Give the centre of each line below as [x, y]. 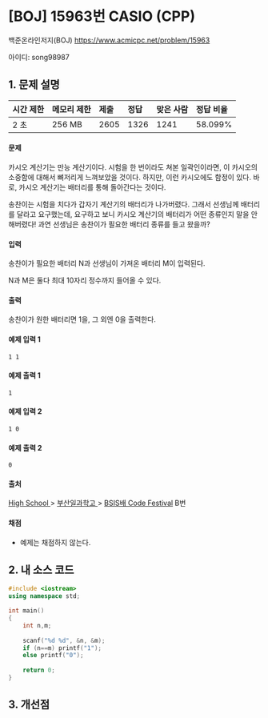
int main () [26, 611]
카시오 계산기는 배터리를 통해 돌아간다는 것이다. [92, 187]
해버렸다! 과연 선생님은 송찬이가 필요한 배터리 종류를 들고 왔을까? [109, 224]
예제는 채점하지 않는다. [55, 542]
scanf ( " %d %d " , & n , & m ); [64, 640]
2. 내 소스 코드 [41, 570]
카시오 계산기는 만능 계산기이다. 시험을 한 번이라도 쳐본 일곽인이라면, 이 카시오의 [133, 167]
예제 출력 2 [25, 447]
